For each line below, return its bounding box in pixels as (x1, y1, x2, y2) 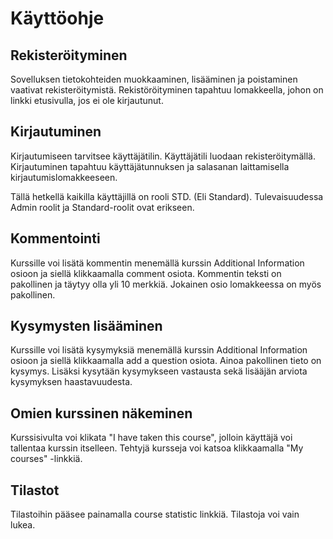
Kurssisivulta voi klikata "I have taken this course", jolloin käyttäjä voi (10, 432, 293, 444)
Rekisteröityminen (10, 47, 128, 64)
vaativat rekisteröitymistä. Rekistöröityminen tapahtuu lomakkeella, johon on (10, 84, 324, 96)
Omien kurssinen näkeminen (10, 405, 193, 422)
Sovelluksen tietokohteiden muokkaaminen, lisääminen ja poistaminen (10, 73, 298, 85)
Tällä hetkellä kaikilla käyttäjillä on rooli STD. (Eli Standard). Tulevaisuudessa (10, 190, 324, 202)
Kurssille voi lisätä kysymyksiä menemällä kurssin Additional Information (10, 344, 308, 356)
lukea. (10, 519, 36, 531)
